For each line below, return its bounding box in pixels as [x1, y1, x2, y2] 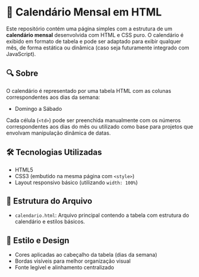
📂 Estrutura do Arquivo [6, 196, 92, 206]
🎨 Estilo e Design [6, 235, 70, 245]
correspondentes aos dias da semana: [6, 94, 100, 101]
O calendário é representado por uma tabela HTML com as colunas [6, 87, 172, 94]
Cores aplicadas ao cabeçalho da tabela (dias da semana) [14, 251, 158, 259]
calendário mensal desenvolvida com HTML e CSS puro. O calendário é [6, 31, 184, 38]
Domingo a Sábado [14, 105, 63, 112]
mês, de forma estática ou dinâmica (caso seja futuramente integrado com [6, 44, 189, 51]
